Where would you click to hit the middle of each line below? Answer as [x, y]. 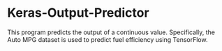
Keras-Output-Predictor [78, 13]
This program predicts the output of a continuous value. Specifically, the [111, 32]
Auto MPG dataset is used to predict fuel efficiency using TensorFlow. [108, 39]
